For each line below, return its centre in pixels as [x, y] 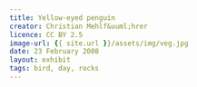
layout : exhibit [40, 60]
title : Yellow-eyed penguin [63, 18]
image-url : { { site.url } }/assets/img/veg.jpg [99, 43]
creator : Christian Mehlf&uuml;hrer [79, 26]
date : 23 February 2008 [54, 52]
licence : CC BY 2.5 [46, 34]
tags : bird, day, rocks [54, 69]
